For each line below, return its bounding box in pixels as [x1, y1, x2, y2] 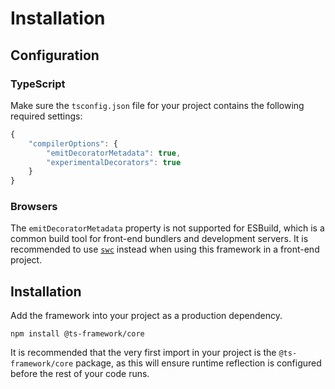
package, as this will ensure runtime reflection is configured [75, 357, 322, 369]
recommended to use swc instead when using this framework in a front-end [10, 243, 320, 256]
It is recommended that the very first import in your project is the [10, 347, 277, 359]
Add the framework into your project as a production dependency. [10, 310, 283, 322]
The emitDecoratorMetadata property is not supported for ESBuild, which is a [10, 222, 325, 234]
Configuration [10, 47, 100, 64]
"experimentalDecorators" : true [46, 157, 182, 167]
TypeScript [10, 77, 66, 91]
